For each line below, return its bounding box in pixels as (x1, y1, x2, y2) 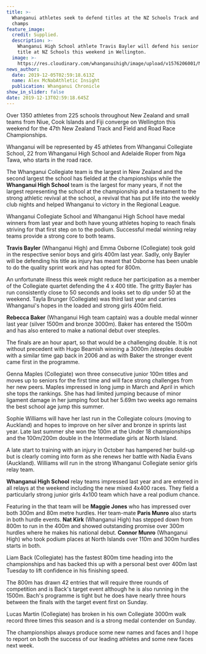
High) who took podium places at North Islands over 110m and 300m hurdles (6, 535, 200, 543)
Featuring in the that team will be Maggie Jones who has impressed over (6, 502, 191, 510)
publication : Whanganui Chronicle (12, 84, 100, 90)
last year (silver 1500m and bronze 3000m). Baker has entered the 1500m (6, 320, 193, 328)
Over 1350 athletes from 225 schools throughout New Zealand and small (6, 111, 190, 119)
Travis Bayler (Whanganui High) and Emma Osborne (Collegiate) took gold (6, 244, 196, 251)
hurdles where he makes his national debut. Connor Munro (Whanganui (6, 529, 188, 536)
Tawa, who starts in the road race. (6, 156, 93, 163)
